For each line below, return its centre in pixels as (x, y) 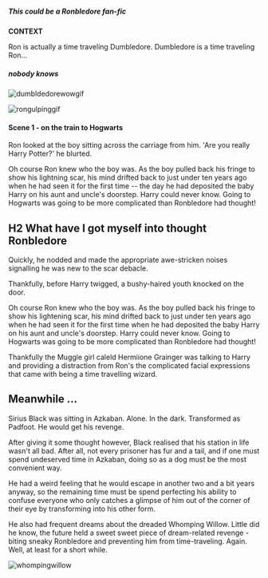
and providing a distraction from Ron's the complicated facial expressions (129, 365)
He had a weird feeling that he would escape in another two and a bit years (132, 483)
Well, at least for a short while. (58, 549)
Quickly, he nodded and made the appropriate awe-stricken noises (118, 259)
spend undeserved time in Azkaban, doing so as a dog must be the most (128, 459)
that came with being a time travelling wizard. (83, 374)
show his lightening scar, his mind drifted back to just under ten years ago (130, 316)
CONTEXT (26, 31)
